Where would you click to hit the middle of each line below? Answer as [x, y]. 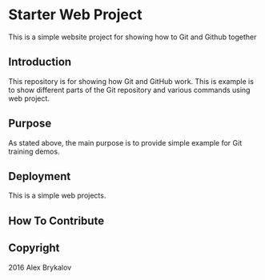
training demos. [34, 151]
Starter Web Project [75, 15]
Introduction [40, 62]
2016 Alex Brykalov [40, 267]
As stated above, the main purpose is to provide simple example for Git [125, 142]
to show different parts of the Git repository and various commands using [129, 90]
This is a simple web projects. [57, 196]
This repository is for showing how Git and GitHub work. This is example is [131, 81]
